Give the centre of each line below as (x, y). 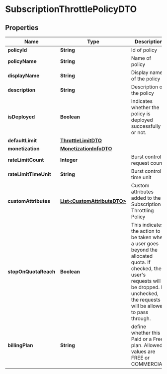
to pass (140, 312)
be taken (141, 237)
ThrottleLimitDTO (81, 141)
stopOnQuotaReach (32, 272)
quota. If (141, 262)
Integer (69, 160)
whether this (146, 333)
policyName (22, 61)
